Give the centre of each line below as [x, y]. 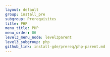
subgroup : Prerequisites [31, 19]
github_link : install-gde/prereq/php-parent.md [55, 47]
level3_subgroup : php [27, 42]
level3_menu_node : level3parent [38, 38]
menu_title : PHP [22, 28]
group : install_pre [25, 14]
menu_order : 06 [21, 33]
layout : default [22, 10]
